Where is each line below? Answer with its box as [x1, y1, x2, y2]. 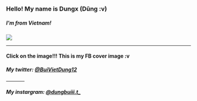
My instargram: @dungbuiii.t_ [6, 89, 81, 96]
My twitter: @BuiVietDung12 [6, 66, 77, 73]
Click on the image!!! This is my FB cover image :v [6, 52, 130, 60]
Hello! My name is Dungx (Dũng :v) [6, 5, 107, 13]
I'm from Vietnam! [6, 19, 52, 26]
